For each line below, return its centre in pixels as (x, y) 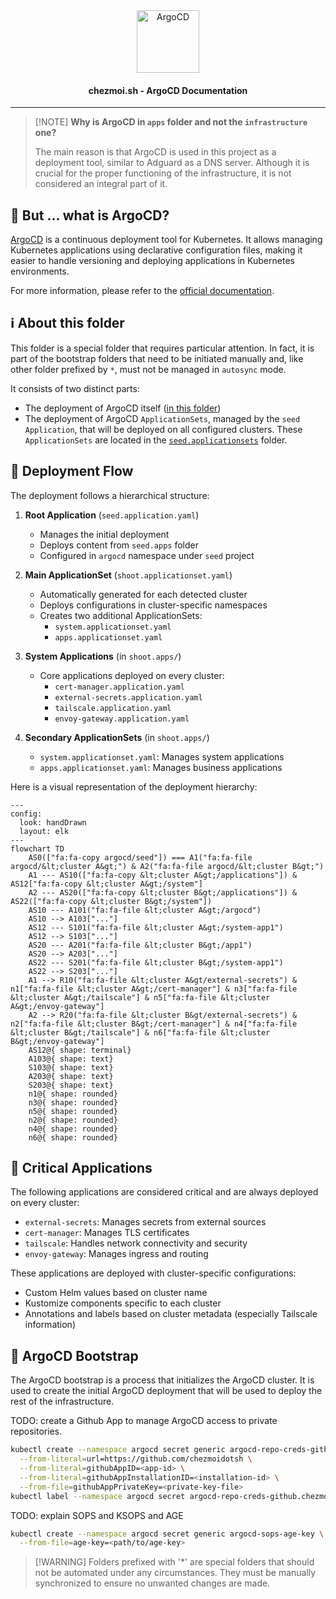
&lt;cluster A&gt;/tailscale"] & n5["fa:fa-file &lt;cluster (140, 997)
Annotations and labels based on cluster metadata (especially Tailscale (171, 1314)
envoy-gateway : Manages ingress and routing (116, 1254)
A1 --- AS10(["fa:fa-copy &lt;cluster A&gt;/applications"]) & (163, 875)
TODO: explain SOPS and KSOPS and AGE (97, 1515)
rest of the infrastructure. (62, 1401)
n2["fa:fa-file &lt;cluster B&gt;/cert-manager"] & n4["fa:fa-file (154, 1024)
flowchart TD (37, 849)
